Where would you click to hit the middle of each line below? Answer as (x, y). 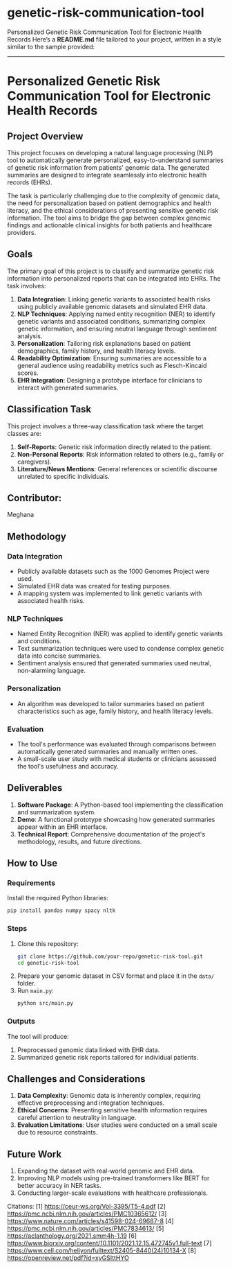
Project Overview (45, 136)
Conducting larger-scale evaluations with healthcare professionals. (113, 1193)
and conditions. (39, 641)
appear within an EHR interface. (62, 827)
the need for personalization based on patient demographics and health (109, 203)
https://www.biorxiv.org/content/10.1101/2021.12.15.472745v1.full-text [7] (109, 1243)
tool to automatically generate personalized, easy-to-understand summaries (116, 160)
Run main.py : (35, 991)
